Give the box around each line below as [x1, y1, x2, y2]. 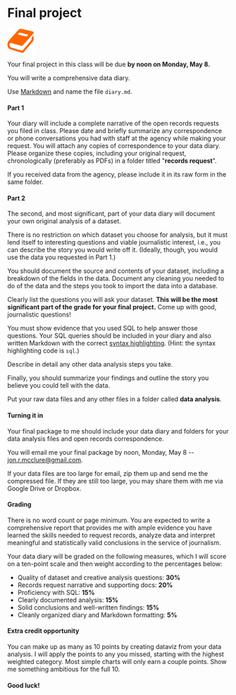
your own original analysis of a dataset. [7, 217, 121, 226]
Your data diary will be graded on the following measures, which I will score [7, 552, 227, 560]
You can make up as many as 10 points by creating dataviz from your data [7, 642, 222, 651]
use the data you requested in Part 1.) [7, 253, 116, 262]
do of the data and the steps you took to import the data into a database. [7, 282, 218, 290]
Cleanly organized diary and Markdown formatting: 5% [17, 610, 178, 619]
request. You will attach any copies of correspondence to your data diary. [7, 142, 221, 150]
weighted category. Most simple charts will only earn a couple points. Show [7, 657, 227, 665]
